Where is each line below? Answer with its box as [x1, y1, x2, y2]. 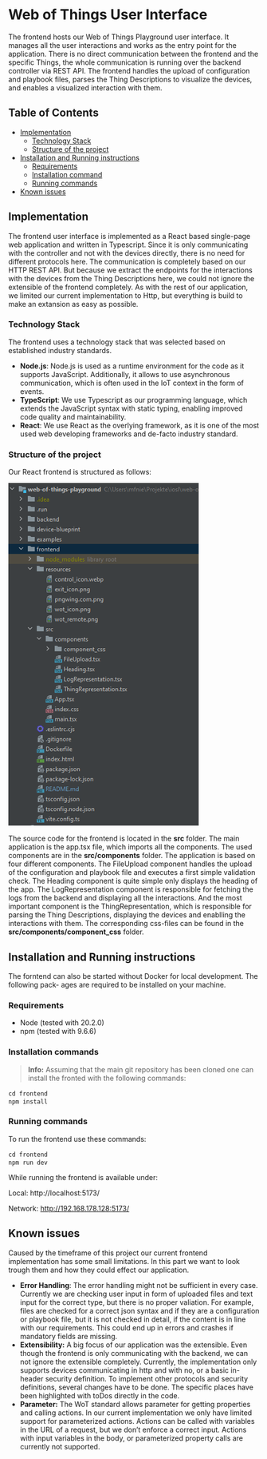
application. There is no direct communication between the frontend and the [8, 49, 259, 58]
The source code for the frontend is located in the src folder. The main [8, 833, 240, 844]
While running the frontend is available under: [8, 1172, 158, 1182]
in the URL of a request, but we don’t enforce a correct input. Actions [19, 1425, 247, 1434]
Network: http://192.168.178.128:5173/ [8, 1203, 130, 1213]
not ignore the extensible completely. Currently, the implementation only [19, 1357, 257, 1366]
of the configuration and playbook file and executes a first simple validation [8, 868, 256, 877]
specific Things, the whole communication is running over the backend [8, 58, 241, 67]
